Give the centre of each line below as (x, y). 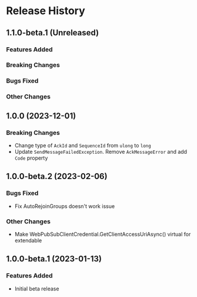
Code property (31, 158)
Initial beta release (37, 288)
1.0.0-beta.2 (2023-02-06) (57, 176)
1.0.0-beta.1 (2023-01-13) (54, 259)
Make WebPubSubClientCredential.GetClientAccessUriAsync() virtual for (103, 234)
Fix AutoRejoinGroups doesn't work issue (65, 206)
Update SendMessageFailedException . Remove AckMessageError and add (101, 151)
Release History (46, 11)
